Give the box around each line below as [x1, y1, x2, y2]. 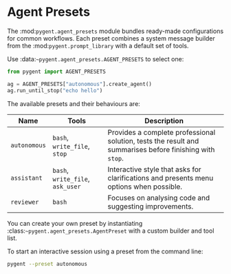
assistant [10, 173, 43, 182]
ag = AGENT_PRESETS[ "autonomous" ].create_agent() [7, 81, 153, 87]
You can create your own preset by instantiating [7, 219, 143, 227]
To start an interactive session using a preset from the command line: [7, 247, 203, 255]
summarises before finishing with [107, 145, 215, 154]
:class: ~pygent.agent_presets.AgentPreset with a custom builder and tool [7, 226, 214, 235]
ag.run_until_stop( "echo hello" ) [7, 87, 103, 94]
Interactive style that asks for [107, 165, 201, 174]
